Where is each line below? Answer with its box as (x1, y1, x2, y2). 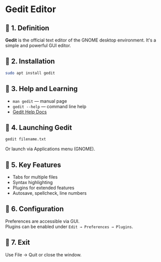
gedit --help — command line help (12, 103, 87, 109)
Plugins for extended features (12, 185, 75, 191)
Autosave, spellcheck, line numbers (12, 190, 87, 196)
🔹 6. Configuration (5, 205, 64, 213)
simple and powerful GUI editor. (5, 42, 72, 49)
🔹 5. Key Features (5, 160, 62, 169)
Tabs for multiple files (12, 174, 58, 180)
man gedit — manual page (12, 98, 67, 104)
